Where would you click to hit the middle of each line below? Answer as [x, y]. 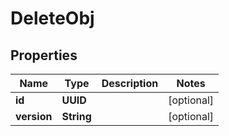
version [34, 116]
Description [130, 83]
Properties [44, 55]
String [76, 116]
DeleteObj [52, 18]
